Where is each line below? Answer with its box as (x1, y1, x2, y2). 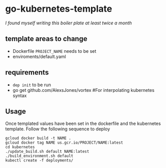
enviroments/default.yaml (12, 53, 66, 59)
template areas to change (5, 35, 88, 43)
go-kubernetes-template (5, 3, 112, 15)
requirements (5, 68, 49, 77)
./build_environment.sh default (5, 153, 73, 159)
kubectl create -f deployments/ (5, 158, 73, 163)
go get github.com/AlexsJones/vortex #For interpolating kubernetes (12, 87, 155, 93)
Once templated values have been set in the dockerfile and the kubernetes (5, 120, 161, 127)
